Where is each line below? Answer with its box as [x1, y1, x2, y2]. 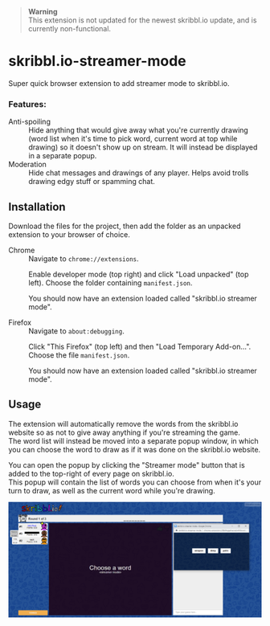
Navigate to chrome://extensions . [28, 254, 139, 264]
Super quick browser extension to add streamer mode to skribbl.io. [8, 78, 230, 88]
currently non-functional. [27, 24, 111, 33]
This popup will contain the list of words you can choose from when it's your [8, 477, 262, 487]
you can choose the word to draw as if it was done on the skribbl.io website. [8, 444, 261, 454]
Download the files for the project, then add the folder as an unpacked [8, 221, 241, 231]
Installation [8, 200, 66, 214]
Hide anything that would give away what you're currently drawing [28, 125, 249, 135]
